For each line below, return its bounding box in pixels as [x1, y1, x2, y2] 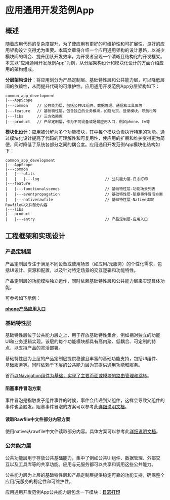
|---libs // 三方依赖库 [5, 114, 63, 119]
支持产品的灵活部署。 [18, 344, 63, 351]
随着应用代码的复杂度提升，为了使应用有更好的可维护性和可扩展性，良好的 [5, 41, 160, 47]
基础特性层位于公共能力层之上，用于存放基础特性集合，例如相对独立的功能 [5, 332, 160, 338]
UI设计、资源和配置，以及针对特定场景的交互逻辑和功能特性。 [9, 267, 139, 273]
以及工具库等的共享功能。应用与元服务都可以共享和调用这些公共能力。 [9, 461, 156, 467]
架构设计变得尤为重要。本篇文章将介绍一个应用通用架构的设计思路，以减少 [9, 47, 165, 53]
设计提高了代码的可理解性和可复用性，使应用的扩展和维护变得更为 [22, 135, 160, 141]
